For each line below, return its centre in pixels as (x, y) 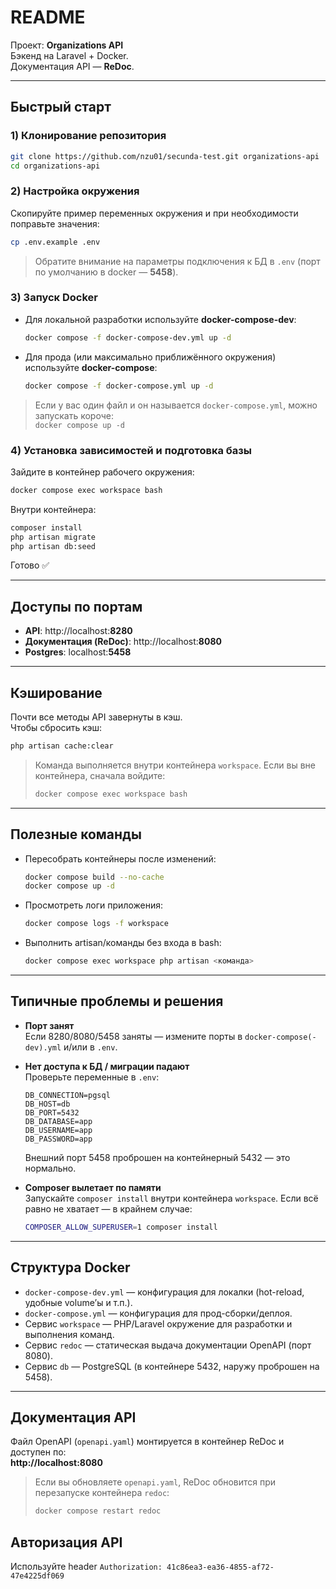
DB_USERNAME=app (58, 1130)
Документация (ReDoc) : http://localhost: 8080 (123, 642)
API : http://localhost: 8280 (78, 631)
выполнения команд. (69, 1334)
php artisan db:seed (53, 546)
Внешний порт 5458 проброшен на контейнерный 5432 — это (157, 1157)
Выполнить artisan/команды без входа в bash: (123, 943)
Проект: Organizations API (67, 45)
